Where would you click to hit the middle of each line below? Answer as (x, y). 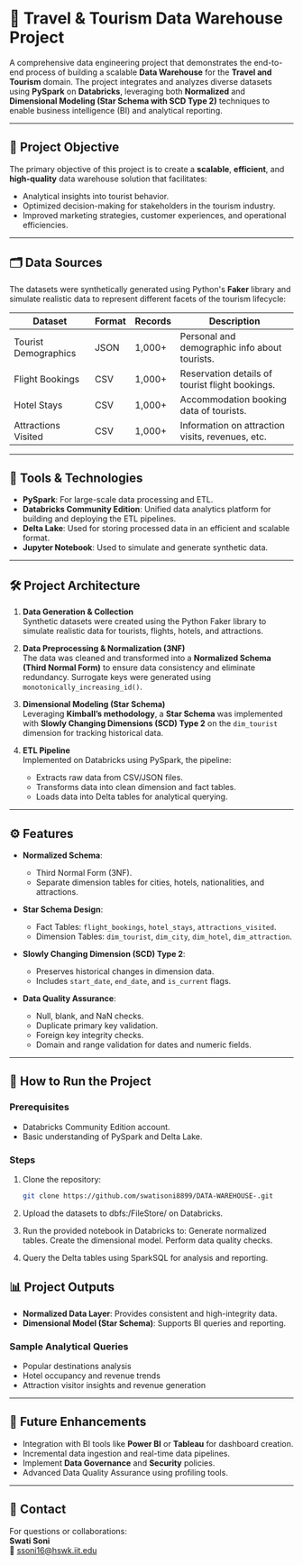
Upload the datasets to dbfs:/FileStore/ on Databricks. (123, 1213)
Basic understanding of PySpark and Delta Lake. (112, 1137)
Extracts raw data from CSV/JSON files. (109, 778)
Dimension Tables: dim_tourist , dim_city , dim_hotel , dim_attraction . (164, 936)
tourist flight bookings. (228, 384)
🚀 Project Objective (64, 147)
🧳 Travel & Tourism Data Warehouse (146, 18)
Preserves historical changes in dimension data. (125, 971)
